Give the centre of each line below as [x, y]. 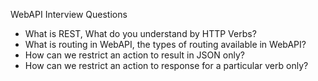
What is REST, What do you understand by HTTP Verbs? [140, 33]
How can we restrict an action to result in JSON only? [134, 55]
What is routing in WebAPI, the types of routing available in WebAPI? [165, 44]
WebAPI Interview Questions [69, 14]
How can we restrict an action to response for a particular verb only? [166, 65]
